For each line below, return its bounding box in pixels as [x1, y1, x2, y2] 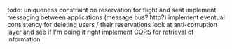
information [7, 35, 41, 43]
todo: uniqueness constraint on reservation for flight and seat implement [7, 6, 217, 14]
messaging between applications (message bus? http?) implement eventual [7, 13, 226, 21]
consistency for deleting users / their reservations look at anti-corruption [7, 21, 217, 28]
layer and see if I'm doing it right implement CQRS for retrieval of [7, 28, 194, 36]
